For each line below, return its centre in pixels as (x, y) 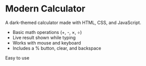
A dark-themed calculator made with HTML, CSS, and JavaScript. (73, 22)
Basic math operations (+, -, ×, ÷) (47, 32)
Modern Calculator (45, 9)
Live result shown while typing (44, 37)
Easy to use (17, 57)
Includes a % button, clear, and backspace (57, 48)
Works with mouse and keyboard (47, 42)
